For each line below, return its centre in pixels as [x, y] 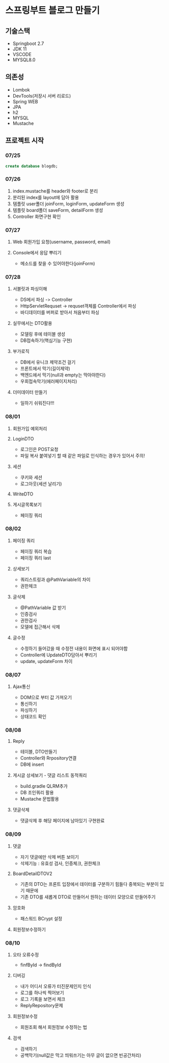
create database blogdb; [32, 166]
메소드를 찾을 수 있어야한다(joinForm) [58, 263]
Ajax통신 [21, 687]
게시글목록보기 [27, 504]
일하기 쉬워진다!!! [37, 403]
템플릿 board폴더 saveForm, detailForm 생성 [58, 210]
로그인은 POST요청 [39, 449]
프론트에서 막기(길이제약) [45, 369]
